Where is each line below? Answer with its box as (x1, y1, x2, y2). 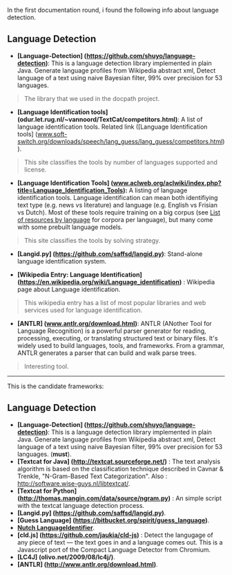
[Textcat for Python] (17, 486, 77, 495)
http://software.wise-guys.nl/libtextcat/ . (17, 479, 130, 487)
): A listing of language (123, 186, 188, 194)
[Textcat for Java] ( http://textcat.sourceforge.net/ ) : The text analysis (17, 457, 221, 466)
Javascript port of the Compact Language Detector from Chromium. (17, 545, 211, 554)
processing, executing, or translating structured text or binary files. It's (17, 334, 218, 342)
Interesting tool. (23, 362, 69, 370)
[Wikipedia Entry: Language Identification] (17, 270, 143, 279)
